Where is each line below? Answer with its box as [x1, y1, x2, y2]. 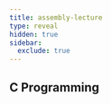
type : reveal [9, 22, 59, 30]
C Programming [9, 80, 100, 95]
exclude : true [17, 47, 70, 56]
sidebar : [9, 38, 42, 48]
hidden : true [9, 30, 59, 39]
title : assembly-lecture [9, 13, 103, 22]
